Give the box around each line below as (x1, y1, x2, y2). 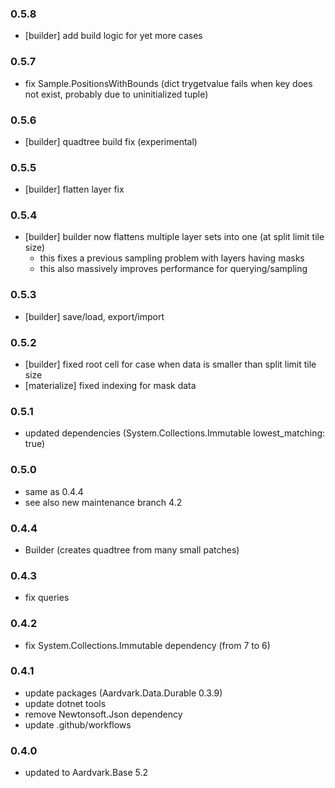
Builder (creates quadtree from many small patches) (24, 543, 240, 556)
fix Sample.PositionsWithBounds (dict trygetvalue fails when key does (24, 77, 313, 89)
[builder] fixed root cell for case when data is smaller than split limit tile (24, 358, 317, 371)
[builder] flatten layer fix (24, 183, 125, 196)
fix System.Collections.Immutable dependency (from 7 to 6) (24, 639, 271, 651)
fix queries (24, 592, 70, 604)
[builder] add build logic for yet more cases (24, 30, 203, 42)
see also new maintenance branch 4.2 (24, 496, 183, 508)
